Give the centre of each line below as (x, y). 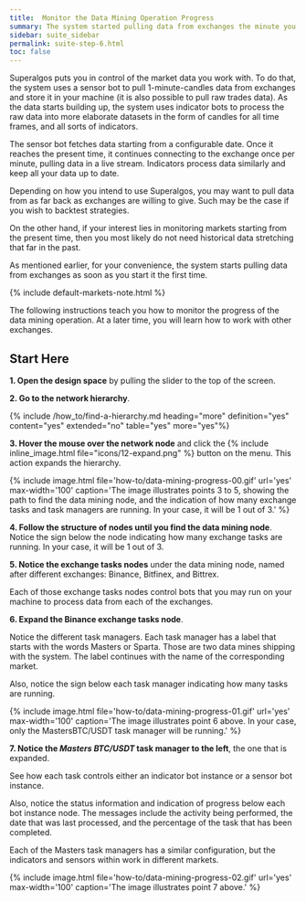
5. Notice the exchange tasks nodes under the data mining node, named (147, 564)
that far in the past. (45, 248)
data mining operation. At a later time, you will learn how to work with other (151, 320)
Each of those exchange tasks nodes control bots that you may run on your (151, 591)
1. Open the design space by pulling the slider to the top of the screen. (142, 380)
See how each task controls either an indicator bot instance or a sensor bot (151, 775)
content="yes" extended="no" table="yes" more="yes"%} (120, 425)
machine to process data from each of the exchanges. (111, 601)
